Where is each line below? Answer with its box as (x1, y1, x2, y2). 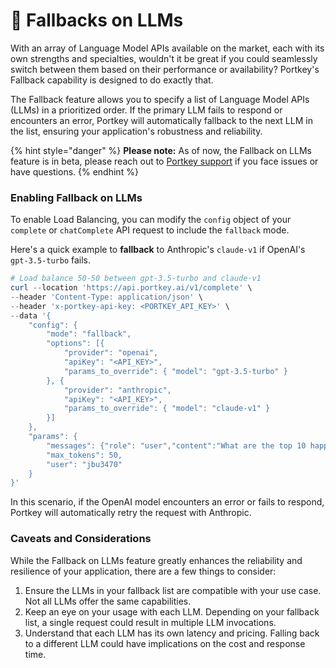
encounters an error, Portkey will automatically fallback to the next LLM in (10, 114, 313, 126)
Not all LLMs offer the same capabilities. (24, 595, 192, 607)
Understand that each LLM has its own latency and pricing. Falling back (24, 627, 320, 639)
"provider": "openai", (63, 348, 159, 358)
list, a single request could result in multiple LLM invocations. (24, 616, 277, 628)
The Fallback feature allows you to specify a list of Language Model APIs (10, 93, 310, 105)
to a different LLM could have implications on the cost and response (24, 637, 306, 649)
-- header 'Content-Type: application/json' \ (10, 292, 203, 302)
